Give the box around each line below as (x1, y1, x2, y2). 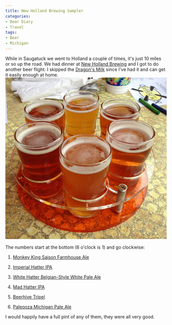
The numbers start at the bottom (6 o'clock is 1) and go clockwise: (5, 244, 145, 250)
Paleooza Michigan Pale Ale (12, 303, 72, 310)
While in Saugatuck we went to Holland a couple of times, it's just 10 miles (5, 55, 161, 62)
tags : (5, 30, 17, 35)
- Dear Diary (5, 19, 33, 24)
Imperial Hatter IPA (12, 264, 53, 270)
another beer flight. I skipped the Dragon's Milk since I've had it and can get (5, 66, 165, 72)
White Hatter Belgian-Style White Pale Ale (12, 274, 101, 280)
